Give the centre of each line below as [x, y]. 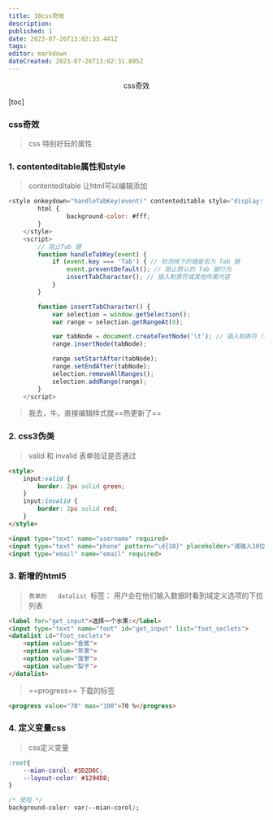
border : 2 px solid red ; [78, 509]
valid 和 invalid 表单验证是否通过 [82, 456]
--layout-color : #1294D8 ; [67, 778]
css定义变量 [48, 747]
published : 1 [30, 31]
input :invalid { [51, 501]
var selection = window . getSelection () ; [121, 314]
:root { [19, 763]
